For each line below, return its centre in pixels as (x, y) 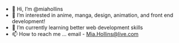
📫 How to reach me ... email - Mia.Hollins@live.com (75, 34)
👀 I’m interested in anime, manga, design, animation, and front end (92, 15)
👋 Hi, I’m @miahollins (37, 9)
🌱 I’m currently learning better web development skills (77, 27)
